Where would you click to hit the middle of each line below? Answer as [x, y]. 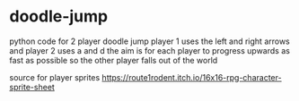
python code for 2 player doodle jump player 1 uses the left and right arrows [149, 41]
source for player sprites [55, 77]
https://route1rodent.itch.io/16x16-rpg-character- [192, 77]
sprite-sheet [32, 87]
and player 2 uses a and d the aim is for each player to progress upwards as [149, 50]
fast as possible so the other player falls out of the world [114, 60]
